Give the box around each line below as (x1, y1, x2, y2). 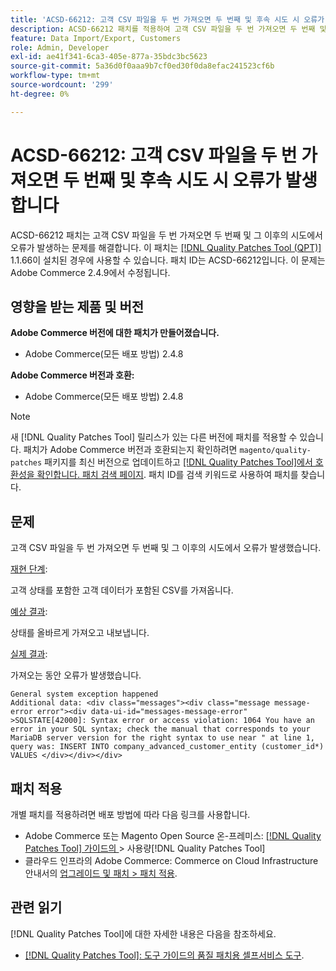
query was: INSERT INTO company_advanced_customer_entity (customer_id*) (10, 742, 325, 752)
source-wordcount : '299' (10, 80, 114, 90)
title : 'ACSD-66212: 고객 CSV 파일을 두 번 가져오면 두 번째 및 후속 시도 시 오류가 (10, 14, 325, 25)
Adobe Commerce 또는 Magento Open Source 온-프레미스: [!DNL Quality (24, 830, 322, 841)
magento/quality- (239, 446, 312, 456)
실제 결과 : (10, 648, 48, 660)
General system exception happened (10, 689, 159, 700)
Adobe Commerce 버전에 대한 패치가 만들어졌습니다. (10, 327, 220, 339)
